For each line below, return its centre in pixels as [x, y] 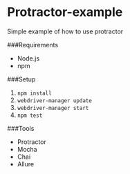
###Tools [21, 128]
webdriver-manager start [53, 108]
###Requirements [33, 45]
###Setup [21, 79]
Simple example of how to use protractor [65, 31]
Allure [26, 164]
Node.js [28, 58]
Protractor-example [65, 12]
